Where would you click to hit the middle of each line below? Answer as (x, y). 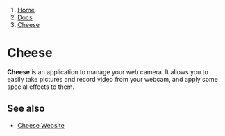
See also (26, 109)
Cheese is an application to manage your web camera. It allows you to (108, 71)
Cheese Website (41, 125)
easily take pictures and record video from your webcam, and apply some (113, 79)
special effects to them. (41, 87)
